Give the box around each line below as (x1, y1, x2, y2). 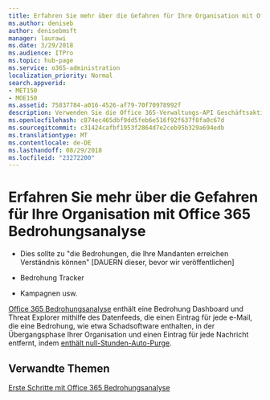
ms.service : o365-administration (8, 64, 121, 72)
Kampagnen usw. (19, 288, 78, 298)
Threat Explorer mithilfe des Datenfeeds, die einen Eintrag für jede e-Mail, (8, 312, 253, 322)
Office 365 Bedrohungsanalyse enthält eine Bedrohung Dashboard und (8, 304, 243, 314)
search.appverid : (8, 79, 67, 87)
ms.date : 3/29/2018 (8, 42, 74, 50)
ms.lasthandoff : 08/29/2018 (8, 146, 103, 154)
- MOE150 (8, 94, 38, 102)
